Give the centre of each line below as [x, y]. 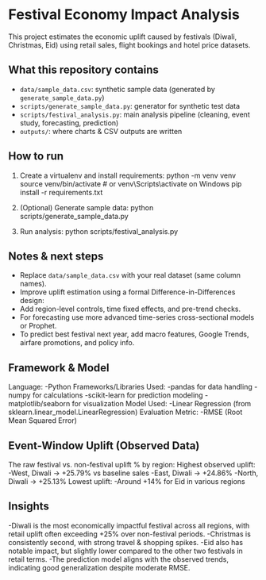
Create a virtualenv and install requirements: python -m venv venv [128, 175]
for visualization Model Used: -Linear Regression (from [162, 404]
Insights [29, 507]
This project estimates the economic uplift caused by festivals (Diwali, [123, 36]
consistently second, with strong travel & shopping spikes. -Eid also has [126, 542]
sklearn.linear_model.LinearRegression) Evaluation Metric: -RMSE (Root [125, 412]
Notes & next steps [56, 256]
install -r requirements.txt [61, 192]
